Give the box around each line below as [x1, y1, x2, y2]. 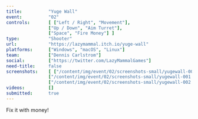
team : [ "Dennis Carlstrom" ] [6, 52, 101, 58]
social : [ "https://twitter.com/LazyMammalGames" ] [6, 57, 151, 63]
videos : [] [6, 85, 54, 91]
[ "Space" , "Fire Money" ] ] [48, 30, 115, 36]
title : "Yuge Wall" [6, 8, 78, 15]
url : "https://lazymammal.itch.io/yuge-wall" [6, 42, 149, 47]
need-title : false [6, 63, 62, 69]
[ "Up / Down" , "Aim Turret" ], [48, 25, 123, 31]
